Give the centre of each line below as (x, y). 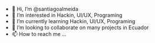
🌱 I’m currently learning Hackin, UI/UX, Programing (73, 21)
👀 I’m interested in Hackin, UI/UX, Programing (67, 15)
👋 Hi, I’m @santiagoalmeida (45, 9)
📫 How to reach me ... (39, 34)
